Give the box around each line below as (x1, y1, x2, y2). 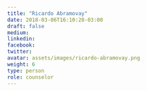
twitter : (7, 49, 32, 55)
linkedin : (7, 36, 36, 42)
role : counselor (7, 73, 54, 81)
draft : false (7, 23, 45, 29)
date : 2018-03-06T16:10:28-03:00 (7, 16, 104, 23)
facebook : (7, 42, 36, 49)
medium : (7, 29, 30, 36)
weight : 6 (7, 61, 36, 68)
